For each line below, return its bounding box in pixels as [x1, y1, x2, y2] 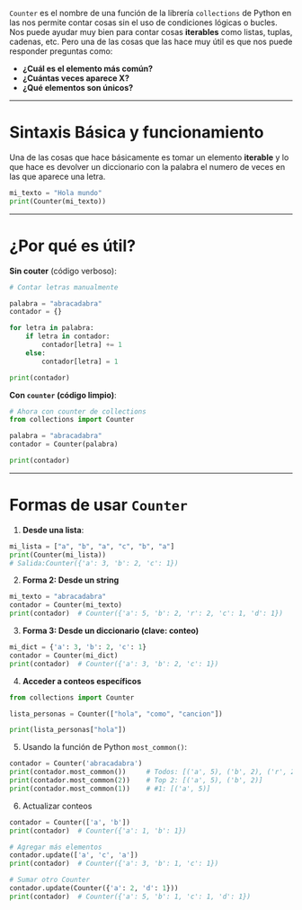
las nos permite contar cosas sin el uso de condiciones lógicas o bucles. [9, 17, 278, 28]
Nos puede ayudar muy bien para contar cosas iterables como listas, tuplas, [9, 27, 293, 37]
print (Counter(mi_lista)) [9, 550, 106, 559]
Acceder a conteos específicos [22, 675, 142, 686]
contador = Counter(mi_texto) [9, 601, 123, 610]
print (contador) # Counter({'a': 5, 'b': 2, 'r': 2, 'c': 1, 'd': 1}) [9, 609, 283, 619]
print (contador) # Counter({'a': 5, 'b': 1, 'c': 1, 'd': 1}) [9, 892, 252, 901]
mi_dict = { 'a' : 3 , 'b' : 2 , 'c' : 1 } [9, 643, 147, 652]
